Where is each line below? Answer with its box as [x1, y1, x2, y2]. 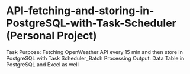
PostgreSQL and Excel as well [6, 60, 79, 68]
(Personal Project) [6, 29, 97, 42]
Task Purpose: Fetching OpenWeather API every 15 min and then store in [6, 48, 183, 55]
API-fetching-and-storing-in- [6, 4, 154, 18]
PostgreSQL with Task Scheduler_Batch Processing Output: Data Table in [6, 55, 185, 62]
